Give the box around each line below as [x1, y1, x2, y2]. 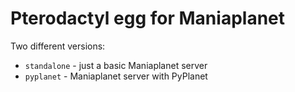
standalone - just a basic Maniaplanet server [24, 59, 208, 71]
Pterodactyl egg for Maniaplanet [10, 7, 286, 30]
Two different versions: [10, 40, 106, 52]
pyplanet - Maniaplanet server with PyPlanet [24, 70, 208, 82]
